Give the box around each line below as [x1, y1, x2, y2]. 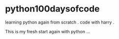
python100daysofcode [5, 3, 100, 14]
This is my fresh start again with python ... [5, 28, 90, 34]
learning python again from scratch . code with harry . [5, 19, 115, 25]
